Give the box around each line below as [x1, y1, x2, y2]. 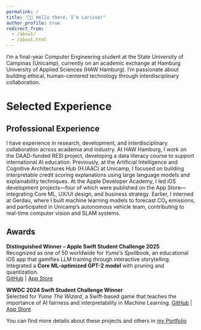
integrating [6, 190, 33, 197]
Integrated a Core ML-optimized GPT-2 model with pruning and [6, 262, 164, 269]
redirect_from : [6, 25, 44, 32]
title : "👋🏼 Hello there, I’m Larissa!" [6, 14, 106, 20]
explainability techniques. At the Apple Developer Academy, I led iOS [6, 178, 176, 185]
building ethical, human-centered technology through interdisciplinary [6, 73, 179, 79]
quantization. [6, 268, 39, 275]
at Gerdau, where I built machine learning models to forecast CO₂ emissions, [6, 197, 196, 204]
